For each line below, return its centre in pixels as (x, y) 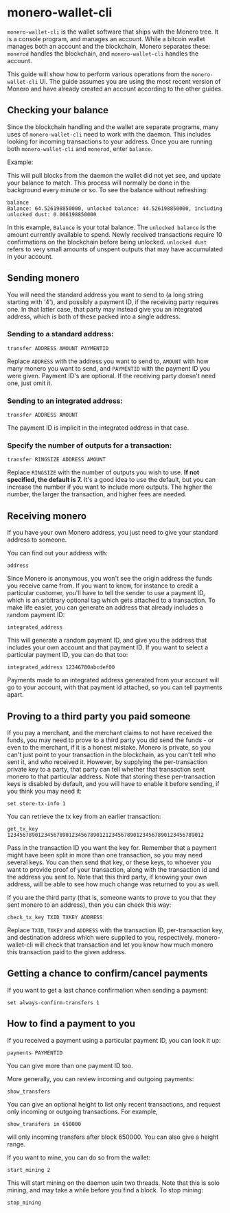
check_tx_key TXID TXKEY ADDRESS (55, 918)
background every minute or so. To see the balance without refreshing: (107, 189)
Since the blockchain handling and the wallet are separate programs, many (113, 127)
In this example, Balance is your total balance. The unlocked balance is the (112, 227)
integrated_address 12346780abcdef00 (61, 667)
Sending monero (44, 278)
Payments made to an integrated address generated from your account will (113, 680)
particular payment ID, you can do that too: (68, 655)
